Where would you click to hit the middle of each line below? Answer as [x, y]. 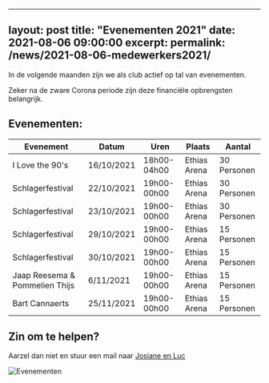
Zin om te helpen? [54, 337]
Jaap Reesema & [44, 275]
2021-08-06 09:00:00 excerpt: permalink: [117, 43]
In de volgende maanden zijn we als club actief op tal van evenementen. [127, 75]
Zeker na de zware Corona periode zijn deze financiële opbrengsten [121, 90]
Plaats [198, 147]
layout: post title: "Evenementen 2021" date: [122, 30]
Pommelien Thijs [43, 285]
